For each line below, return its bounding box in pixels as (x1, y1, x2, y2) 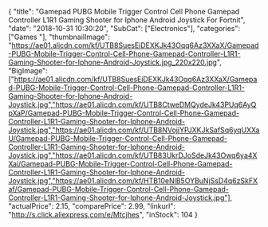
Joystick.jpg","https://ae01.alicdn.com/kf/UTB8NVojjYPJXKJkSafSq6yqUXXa (8, 125, 260, 135)
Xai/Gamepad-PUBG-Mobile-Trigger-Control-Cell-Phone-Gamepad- (8, 159, 233, 168)
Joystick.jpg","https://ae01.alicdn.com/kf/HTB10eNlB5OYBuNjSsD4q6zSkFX (8, 176, 258, 186)
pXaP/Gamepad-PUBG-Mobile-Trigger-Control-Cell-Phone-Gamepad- (8, 108, 240, 118)
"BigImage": (8, 66, 48, 75)
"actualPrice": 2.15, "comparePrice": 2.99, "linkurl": (8, 202, 175, 210)
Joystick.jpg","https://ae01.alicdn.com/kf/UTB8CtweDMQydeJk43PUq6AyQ (8, 100, 257, 109)
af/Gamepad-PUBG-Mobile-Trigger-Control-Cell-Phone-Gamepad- (8, 185, 230, 194)
